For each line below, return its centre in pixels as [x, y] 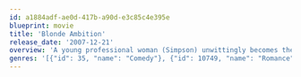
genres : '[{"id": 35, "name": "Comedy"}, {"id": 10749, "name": [132, 58]
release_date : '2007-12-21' [62, 42]
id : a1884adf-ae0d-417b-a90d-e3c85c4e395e [90, 17]
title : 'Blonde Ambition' [57, 34]
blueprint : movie [42, 26]
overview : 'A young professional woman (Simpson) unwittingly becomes [144, 50]
